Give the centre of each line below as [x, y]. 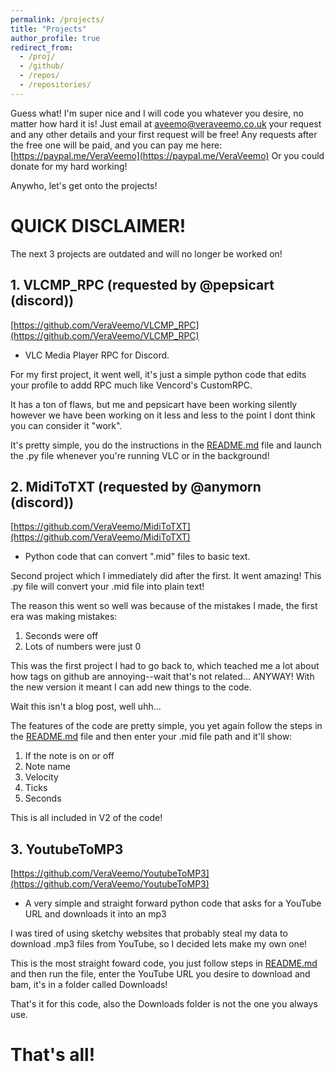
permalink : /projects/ [57, 19]
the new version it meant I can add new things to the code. [131, 687]
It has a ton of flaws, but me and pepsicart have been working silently [154, 404]
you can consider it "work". [66, 425]
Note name [47, 767]
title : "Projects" [48, 29]
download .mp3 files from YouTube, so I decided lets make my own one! [159, 944]
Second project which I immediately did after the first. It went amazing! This [166, 576]
